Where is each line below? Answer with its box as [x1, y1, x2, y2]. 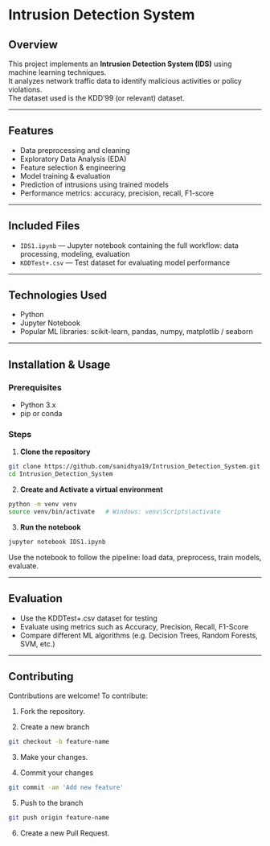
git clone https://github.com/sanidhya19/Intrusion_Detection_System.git [8, 463, 261, 471]
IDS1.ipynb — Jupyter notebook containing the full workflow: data [19, 240, 239, 250]
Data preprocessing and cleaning [19, 145, 130, 155]
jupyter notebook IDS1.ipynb [8, 538, 106, 546]
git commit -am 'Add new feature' [8, 783, 125, 792]
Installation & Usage [8, 357, 111, 371]
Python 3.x [19, 400, 56, 410]
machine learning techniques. [8, 68, 107, 77]
